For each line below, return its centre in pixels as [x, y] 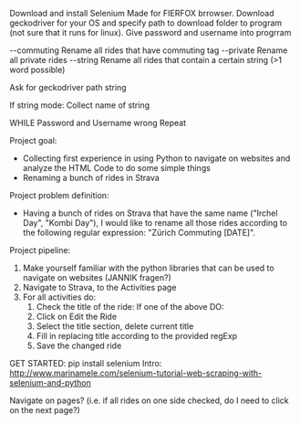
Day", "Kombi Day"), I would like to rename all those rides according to [155, 223]
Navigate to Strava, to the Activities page [99, 287]
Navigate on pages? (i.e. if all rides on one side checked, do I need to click [149, 400]
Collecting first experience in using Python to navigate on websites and [156, 158]
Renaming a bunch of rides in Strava [91, 178]
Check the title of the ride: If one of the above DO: [130, 307]
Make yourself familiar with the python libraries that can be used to [149, 268]
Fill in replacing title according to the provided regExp [137, 336]
